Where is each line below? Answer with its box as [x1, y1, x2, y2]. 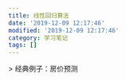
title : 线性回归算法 [8, 11, 69, 20]
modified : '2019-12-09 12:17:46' [8, 26, 120, 34]
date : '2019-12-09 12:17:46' [8, 19, 105, 27]
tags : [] [8, 41, 37, 49]
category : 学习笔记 [8, 33, 69, 42]
